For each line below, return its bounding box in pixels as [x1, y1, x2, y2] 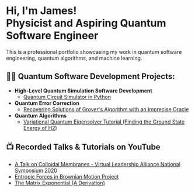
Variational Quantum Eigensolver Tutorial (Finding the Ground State [23, 118, 185, 125]
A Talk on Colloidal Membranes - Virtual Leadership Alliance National [14, 160, 181, 167]
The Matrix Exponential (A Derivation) [14, 179, 105, 186]
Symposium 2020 [14, 167, 57, 174]
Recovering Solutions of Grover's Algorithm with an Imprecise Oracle [23, 105, 189, 112]
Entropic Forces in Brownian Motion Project [14, 173, 119, 180]
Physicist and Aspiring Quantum [6, 16, 166, 30]
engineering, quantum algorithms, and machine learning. [6, 54, 142, 61]
